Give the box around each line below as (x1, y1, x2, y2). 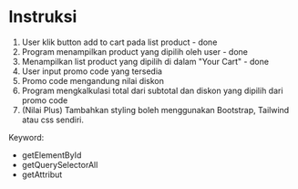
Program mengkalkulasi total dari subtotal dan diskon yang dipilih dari (21, 85, 283, 96)
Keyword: (8, 131, 45, 142)
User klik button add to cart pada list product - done (21, 37, 218, 47)
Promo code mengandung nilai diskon (21, 75, 165, 86)
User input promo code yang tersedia (21, 66, 163, 77)
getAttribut (21, 169, 63, 180)
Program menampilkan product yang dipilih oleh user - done (21, 46, 248, 57)
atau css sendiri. (21, 114, 84, 125)
